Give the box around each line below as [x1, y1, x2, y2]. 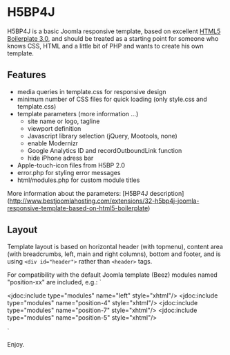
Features [7, 69, 46, 81]
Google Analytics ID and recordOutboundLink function [27, 146, 182, 154]
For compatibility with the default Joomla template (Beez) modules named [7, 271, 218, 279]
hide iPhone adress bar [27, 154, 94, 162]
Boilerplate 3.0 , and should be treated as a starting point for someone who [7, 34, 219, 42]
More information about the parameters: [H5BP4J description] [7, 189, 184, 197]
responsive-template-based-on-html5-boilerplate [7, 203, 148, 212]
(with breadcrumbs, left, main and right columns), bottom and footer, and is [7, 250, 221, 258]
